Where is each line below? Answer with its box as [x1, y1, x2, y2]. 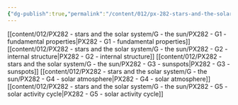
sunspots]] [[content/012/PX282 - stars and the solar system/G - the [7, 67, 208, 75]
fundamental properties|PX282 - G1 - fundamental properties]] [7, 37, 191, 46]
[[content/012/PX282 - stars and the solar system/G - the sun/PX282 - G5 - [7, 82, 228, 90]
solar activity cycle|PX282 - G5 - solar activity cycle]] [7, 89, 164, 98]
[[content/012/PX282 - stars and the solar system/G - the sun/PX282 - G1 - [7, 30, 227, 38]
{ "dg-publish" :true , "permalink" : [7, 10, 106, 18]
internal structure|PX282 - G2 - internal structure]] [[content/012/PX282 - [7, 52, 222, 61]
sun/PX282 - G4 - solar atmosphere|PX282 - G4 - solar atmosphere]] [7, 75, 211, 83]
